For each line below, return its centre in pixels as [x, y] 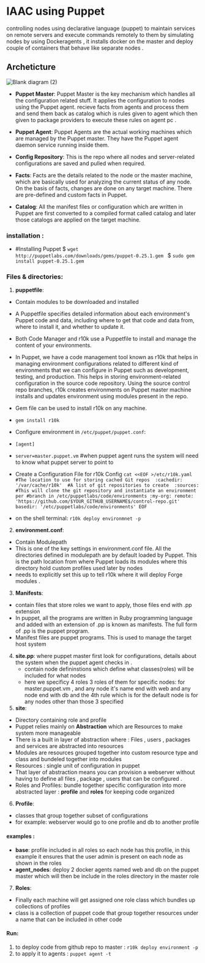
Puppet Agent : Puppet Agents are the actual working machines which [103, 132]
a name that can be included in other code [69, 919]
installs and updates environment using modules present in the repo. [102, 396]
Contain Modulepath [41, 542]
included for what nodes [55, 676]
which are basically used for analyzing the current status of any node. [103, 182]
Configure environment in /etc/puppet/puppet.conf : [80, 432]
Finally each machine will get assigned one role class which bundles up [105, 900]
